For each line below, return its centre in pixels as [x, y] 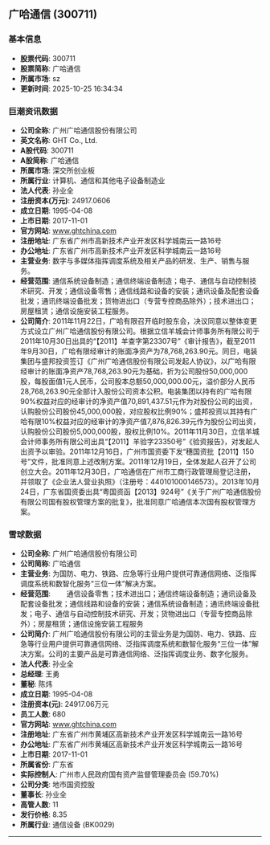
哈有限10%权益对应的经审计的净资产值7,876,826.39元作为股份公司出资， [140, 421]
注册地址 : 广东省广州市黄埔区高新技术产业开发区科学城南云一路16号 [131, 734]
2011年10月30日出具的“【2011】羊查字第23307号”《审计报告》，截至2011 [137, 341]
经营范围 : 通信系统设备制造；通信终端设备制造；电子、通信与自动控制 [135, 280]
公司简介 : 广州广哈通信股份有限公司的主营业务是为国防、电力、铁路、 [135, 634]
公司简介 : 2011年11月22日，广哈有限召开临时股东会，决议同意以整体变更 [138, 320]
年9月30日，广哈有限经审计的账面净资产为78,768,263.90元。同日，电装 [139, 351]
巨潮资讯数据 [33, 111]
